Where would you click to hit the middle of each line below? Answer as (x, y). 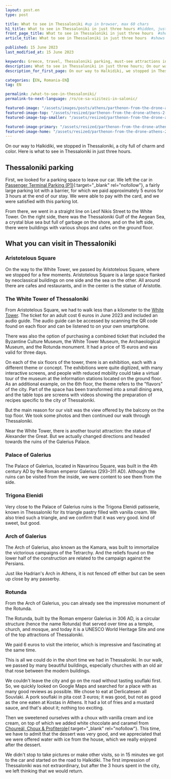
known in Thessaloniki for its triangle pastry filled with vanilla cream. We (81, 512)
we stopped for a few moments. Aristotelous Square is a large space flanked (85, 275)
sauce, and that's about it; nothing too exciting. (55, 708)
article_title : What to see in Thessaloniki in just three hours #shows (85, 38)
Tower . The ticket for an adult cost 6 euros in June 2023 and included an (81, 315)
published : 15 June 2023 (32, 47)
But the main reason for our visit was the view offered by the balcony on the (85, 410)
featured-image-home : (28, 131)
